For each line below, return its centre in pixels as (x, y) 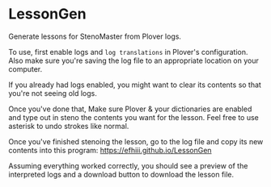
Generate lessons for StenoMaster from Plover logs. (95, 36)
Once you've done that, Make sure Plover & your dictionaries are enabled (130, 109)
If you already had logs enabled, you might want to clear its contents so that (135, 85)
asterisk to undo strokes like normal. (69, 126)
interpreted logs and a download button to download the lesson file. (121, 174)
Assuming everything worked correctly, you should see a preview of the (128, 165)
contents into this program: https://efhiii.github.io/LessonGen (110, 150)
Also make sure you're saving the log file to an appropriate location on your (133, 60)
